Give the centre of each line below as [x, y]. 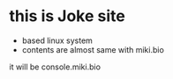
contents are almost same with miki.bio [93, 49]
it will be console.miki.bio [55, 67]
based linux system [57, 40]
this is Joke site [67, 16]
